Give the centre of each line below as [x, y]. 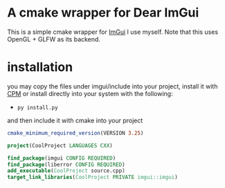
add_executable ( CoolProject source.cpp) [66, 171]
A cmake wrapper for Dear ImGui [103, 13]
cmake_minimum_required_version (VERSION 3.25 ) [75, 133]
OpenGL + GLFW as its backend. [54, 39]
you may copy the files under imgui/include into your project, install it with [112, 86]
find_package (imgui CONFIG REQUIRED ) [62, 158]
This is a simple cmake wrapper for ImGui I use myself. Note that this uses [113, 32]
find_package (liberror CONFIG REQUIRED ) [66, 164]
